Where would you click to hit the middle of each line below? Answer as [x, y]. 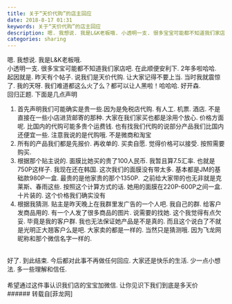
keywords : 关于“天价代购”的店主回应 [54, 26]
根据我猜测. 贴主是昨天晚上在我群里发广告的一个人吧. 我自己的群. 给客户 [119, 204]
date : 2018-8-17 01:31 [40, 20]
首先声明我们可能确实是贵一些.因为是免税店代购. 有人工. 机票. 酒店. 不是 [119, 109]
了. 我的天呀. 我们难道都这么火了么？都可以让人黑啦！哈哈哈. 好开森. [104, 86]
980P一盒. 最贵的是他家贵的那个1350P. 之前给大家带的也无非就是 [123, 178]
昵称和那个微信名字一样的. [54, 238]
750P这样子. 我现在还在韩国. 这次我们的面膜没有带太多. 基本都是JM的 [116, 169]
